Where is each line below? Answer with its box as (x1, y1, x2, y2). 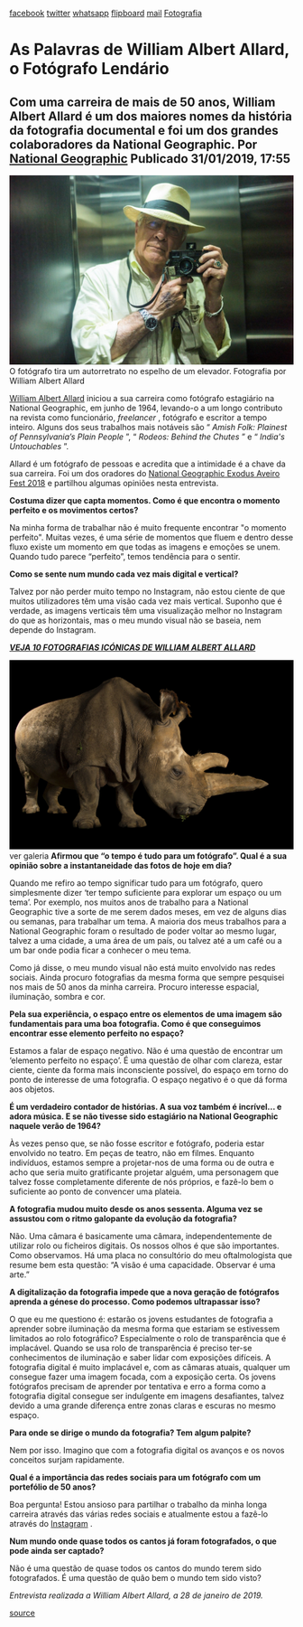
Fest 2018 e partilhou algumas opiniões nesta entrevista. (9, 478, 219, 489)
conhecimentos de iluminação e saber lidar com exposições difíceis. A (9, 1352, 271, 1363)
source (9, 1608, 36, 1619)
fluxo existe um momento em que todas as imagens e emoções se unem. (9, 541, 281, 552)
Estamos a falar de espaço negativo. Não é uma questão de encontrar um (9, 1046, 283, 1057)
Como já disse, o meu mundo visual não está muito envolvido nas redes (9, 963, 276, 973)
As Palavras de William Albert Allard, (9, 40, 290, 60)
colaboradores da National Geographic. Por (9, 136, 258, 152)
